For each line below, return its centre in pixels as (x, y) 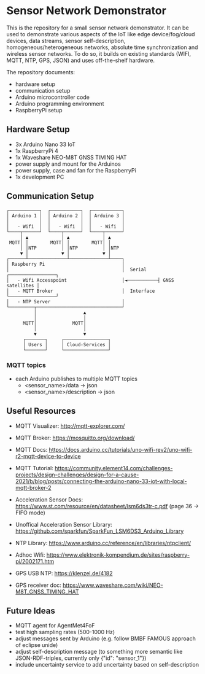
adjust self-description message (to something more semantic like (99, 652)
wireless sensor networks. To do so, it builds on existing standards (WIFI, (99, 53)
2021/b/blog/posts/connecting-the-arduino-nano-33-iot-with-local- (101, 481)
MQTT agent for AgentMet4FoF (55, 626)
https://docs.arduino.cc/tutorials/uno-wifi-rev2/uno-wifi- (121, 449)
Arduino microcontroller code (52, 97)
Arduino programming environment (60, 103)
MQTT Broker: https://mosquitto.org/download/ (75, 438)
